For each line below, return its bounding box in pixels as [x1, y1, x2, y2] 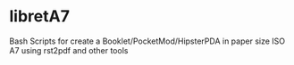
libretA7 [9, 6, 70, 27]
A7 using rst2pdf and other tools [9, 45, 129, 55]
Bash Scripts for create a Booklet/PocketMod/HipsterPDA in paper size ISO [9, 36, 286, 46]
